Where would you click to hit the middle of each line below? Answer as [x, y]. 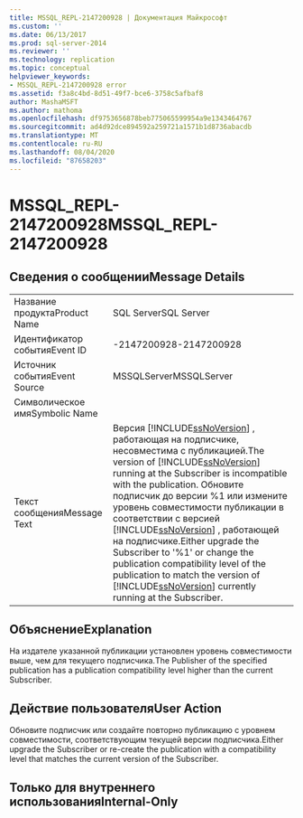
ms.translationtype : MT [54, 136]
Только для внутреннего [83, 787]
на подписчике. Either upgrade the [186, 541]
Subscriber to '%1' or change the [183, 552]
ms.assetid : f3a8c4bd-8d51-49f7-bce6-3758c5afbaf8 [106, 93]
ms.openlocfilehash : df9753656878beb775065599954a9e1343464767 [131, 118]
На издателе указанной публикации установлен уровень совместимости [151, 651]
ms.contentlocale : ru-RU [56, 144]
